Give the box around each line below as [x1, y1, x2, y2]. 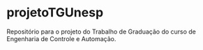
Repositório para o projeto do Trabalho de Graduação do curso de [6, 27, 197, 36]
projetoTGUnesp [6, 5, 104, 21]
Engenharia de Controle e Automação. [6, 34, 116, 42]
